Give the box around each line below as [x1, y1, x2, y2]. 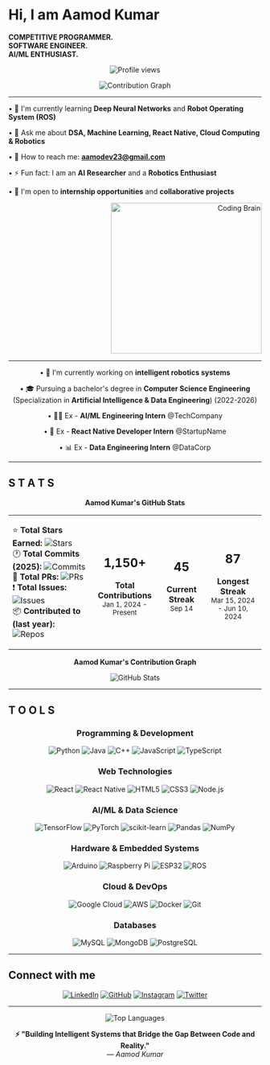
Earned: [12, 537, 43, 549]
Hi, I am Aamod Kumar [8, 6, 160, 24]
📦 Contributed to [12, 605, 81, 616]
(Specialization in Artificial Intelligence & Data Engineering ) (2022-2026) [12, 395, 258, 405]
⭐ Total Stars [12, 524, 63, 536]
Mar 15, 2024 [211, 596, 256, 605]
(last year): [12, 618, 55, 629]
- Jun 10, [218, 604, 249, 613]
